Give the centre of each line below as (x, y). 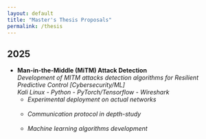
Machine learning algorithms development (87, 128)
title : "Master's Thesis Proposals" (59, 20)
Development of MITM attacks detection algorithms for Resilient (108, 78)
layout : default (30, 13)
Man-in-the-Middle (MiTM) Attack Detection (82, 71)
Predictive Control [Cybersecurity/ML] (71, 85)
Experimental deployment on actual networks (92, 99)
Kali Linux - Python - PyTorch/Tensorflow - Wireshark (93, 92)
